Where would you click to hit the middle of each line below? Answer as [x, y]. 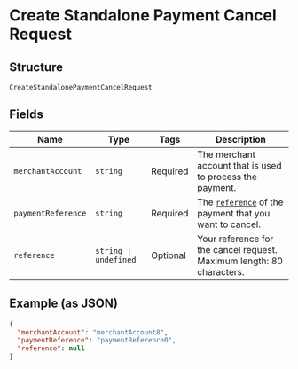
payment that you [234, 213]
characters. [221, 271]
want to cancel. [229, 224]
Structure [36, 67]
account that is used [239, 165]
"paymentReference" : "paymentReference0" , [97, 341]
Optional [168, 255]
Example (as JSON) [63, 304]
